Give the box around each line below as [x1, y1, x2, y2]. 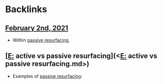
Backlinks [5, 4, 48, 15]
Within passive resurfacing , [12, 37, 70, 43]
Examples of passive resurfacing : [12, 73, 83, 79]
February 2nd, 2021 [5, 24, 68, 32]
